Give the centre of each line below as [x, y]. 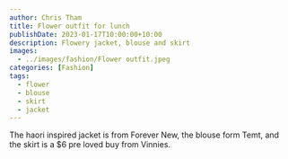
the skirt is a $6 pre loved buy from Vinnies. [90, 145]
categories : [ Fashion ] [52, 68]
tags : [19, 76]
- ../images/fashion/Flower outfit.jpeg [94, 59]
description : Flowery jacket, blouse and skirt [100, 43]
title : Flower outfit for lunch [70, 26]
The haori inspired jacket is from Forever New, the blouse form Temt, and [144, 135]
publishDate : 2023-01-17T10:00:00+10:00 [86, 34]
